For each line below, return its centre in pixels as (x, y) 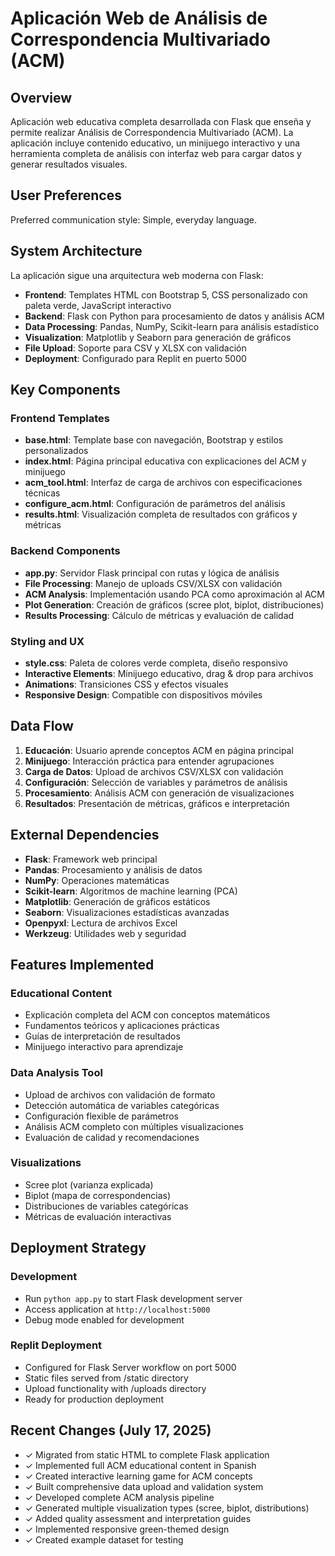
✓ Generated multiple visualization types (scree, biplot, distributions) (167, 1508)
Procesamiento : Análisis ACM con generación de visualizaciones (159, 793)
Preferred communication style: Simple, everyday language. (133, 219)
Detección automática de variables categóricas (122, 1105)
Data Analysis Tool (56, 1073)
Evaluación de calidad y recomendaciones (112, 1137)
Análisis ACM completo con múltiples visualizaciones (134, 1126)
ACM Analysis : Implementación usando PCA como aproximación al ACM (174, 594)
